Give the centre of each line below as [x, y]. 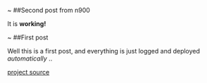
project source [29, 72]
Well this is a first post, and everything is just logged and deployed [104, 51]
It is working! [27, 24]
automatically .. [30, 58]
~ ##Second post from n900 [49, 10]
